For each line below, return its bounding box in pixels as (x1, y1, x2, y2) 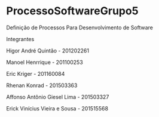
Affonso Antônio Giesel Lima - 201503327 (6, 93, 109, 100)
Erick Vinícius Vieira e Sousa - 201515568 (6, 104, 109, 112)
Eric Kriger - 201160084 (6, 70, 65, 77)
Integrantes (6, 35, 35, 42)
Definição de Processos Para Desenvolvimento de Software (6, 24, 154, 31)
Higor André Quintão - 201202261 (6, 47, 90, 54)
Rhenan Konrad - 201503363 (6, 82, 78, 89)
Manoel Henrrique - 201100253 (6, 59, 84, 66)
